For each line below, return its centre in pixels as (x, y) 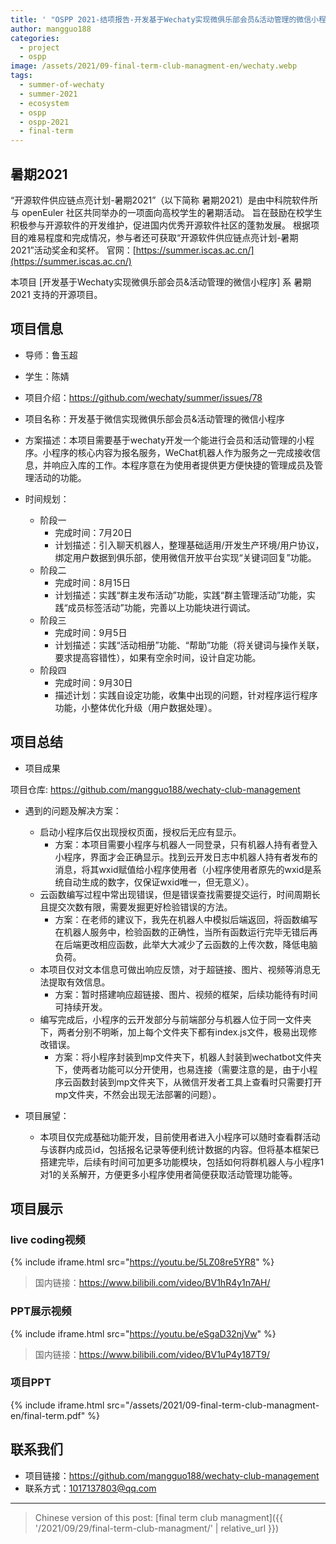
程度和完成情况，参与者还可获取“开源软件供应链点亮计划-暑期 (171, 237)
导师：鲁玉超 (51, 355)
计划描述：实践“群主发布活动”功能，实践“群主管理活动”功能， (181, 595)
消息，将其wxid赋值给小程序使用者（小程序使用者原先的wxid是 (183, 869)
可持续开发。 (81, 1007)
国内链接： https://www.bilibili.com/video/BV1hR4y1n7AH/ (152, 1283)
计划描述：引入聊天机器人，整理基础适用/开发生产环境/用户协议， (189, 545)
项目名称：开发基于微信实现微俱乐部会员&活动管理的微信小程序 (154, 418)
